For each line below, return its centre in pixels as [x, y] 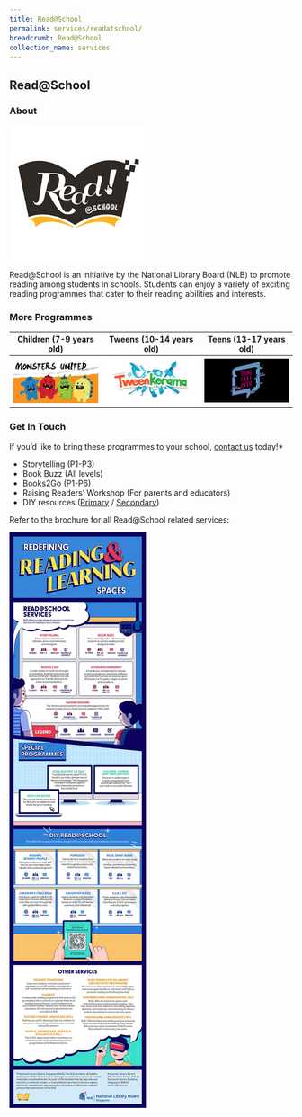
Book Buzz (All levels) [62, 473]
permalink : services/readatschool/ [76, 28]
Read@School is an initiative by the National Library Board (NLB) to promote [150, 274]
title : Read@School [46, 19]
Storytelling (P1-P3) [58, 464]
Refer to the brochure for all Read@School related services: [120, 519]
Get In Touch [38, 427]
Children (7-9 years [56, 339]
